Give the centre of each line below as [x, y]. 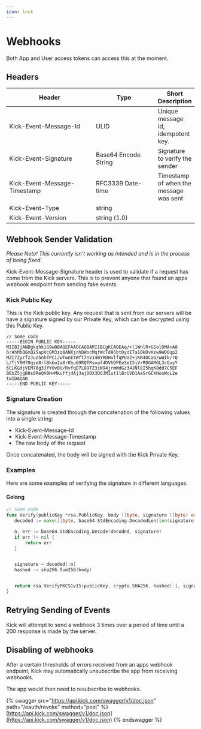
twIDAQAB [17, 379]
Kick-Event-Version [38, 218]
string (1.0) [112, 218]
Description [175, 101]
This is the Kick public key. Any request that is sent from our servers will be [99, 313]
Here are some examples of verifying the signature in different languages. [97, 483]
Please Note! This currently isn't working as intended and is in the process [98, 254]
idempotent [174, 134]
